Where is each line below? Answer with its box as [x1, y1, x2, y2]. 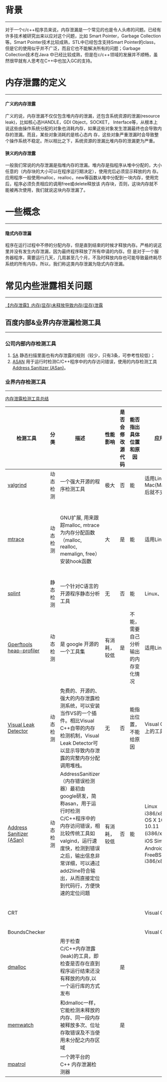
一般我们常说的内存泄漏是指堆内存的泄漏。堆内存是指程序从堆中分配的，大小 [5, 162, 162, 168]
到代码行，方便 [60, 882, 95, 889]
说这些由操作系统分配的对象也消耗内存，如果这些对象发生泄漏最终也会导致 [5, 126, 158, 132]
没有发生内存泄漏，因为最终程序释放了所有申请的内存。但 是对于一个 [13, 249, 155, 255]
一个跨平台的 [60, 1053, 90, 1060]
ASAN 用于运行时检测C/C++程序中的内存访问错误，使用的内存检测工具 [12, 359, 158, 365]
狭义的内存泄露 [5, 150, 36, 156]
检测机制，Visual [60, 732, 99, 739]
